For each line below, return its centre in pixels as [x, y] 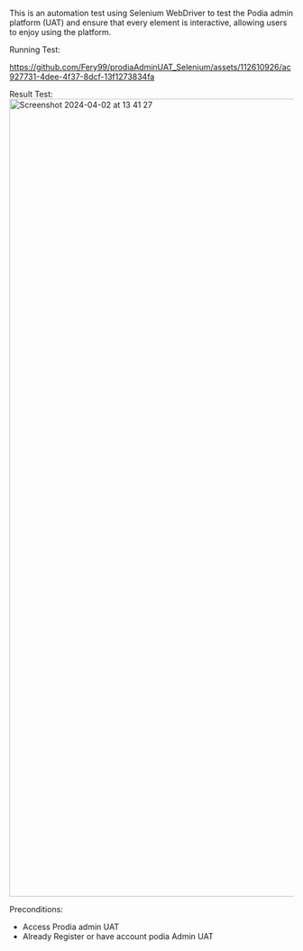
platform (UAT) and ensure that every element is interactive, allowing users [148, 23]
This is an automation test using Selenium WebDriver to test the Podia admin [151, 13]
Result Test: [31, 94]
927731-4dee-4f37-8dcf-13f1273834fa [82, 77]
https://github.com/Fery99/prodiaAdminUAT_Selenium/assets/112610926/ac [150, 67]
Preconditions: [36, 909]
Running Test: [35, 50]
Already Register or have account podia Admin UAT [118, 936]
